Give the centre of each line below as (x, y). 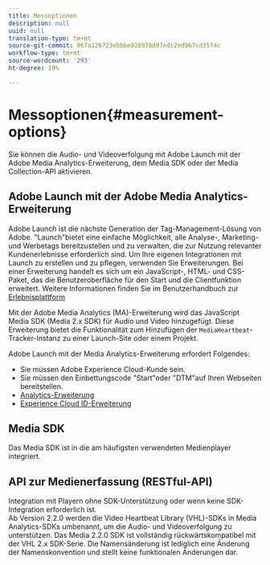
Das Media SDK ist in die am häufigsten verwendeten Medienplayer (120, 448)
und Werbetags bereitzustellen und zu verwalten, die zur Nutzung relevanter (135, 245)
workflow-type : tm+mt (45, 53)
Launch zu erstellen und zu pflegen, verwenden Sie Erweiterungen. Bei (126, 263)
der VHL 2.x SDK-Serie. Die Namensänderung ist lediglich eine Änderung (129, 544)
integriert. (25, 457)
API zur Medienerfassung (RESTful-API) (110, 482)
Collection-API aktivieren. (50, 171)
